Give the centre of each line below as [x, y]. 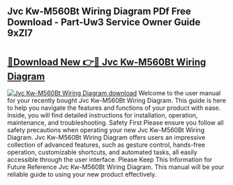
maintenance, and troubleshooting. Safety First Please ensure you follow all [116, 122]
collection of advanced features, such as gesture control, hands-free [106, 145]
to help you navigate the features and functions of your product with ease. [114, 108]
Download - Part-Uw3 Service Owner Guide [104, 23]
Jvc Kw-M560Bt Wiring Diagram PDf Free [99, 11]
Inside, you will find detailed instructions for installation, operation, [103, 115]
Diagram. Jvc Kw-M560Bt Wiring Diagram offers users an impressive [106, 137]
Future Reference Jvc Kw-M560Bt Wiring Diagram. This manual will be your [116, 167]
